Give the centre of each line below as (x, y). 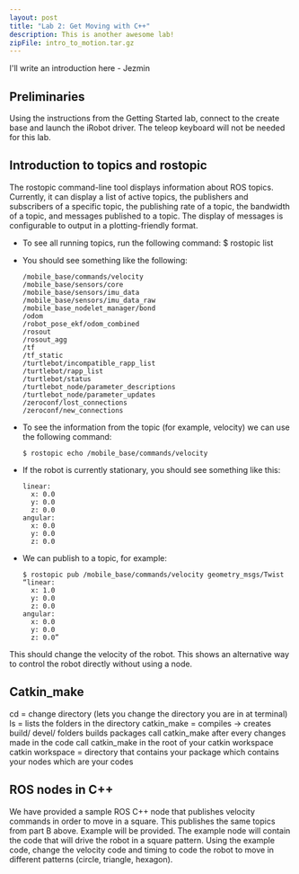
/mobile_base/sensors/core (73, 284)
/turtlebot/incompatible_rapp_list (89, 363)
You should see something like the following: (105, 260)
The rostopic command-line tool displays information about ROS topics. (141, 187)
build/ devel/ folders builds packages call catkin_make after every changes (148, 733)
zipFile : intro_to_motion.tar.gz (72, 43)
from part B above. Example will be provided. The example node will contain (150, 830)
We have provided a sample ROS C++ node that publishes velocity (132, 811)
